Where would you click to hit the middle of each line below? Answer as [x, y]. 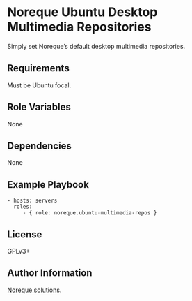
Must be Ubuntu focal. [39, 85]
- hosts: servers [32, 201]
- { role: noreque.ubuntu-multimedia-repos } [90, 213]
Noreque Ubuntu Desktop [82, 12]
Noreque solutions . [34, 290]
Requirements [38, 68]
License [25, 234]
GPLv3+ [19, 251]
